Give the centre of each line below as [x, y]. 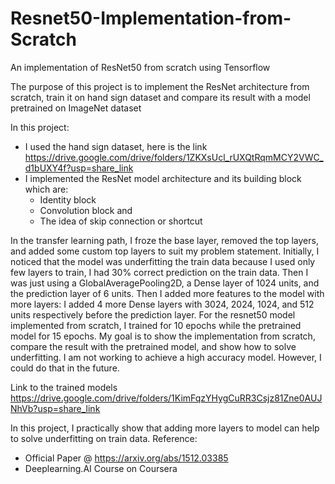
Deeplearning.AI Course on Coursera [101, 468]
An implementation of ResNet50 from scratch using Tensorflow [140, 67]
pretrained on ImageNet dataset [76, 108]
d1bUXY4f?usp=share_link [79, 168]
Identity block [68, 199]
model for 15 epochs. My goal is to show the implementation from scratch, [163, 336]
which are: [46, 189]
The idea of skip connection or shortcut [121, 221]
